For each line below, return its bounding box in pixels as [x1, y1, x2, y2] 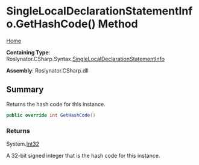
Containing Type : [6, 48, 51, 56]
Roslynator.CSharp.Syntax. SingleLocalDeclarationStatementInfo [6, 55, 165, 62]
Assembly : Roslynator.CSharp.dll [6, 66, 89, 74]
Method [98, 17, 138, 31]
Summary [6, 85, 44, 95]
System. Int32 [6, 140, 39, 147]
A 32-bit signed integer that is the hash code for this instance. [6, 152, 160, 159]
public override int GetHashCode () [6, 112, 96, 118]
